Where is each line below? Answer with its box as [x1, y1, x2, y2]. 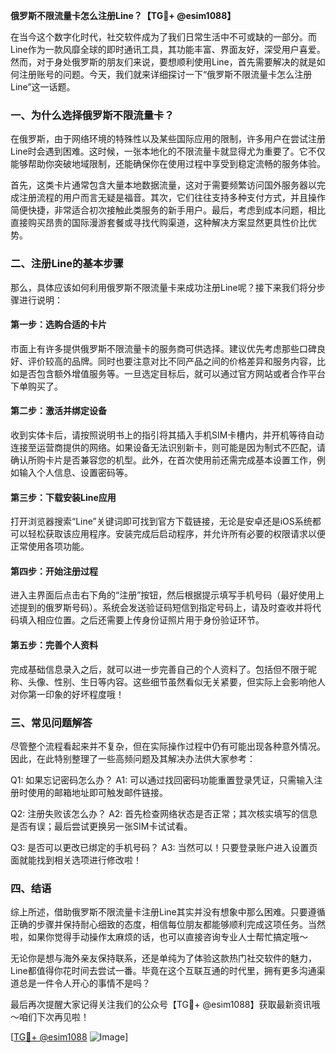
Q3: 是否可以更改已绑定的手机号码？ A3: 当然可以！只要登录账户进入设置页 [10, 841, 318, 853]
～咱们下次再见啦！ [10, 1011, 90, 1023]
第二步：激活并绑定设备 [10, 405, 107, 417]
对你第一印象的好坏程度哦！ [10, 688, 125, 700]
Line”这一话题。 [10, 81, 76, 93]
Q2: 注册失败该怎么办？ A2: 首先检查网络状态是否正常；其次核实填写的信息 [10, 807, 318, 819]
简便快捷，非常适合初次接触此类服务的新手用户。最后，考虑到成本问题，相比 [10, 204, 326, 216]
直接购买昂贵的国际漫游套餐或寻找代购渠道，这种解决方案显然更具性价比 [10, 217, 308, 229]
